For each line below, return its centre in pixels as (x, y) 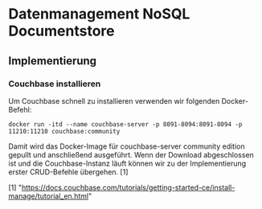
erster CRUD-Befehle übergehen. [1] (68, 172)
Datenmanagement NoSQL (99, 14)
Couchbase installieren (55, 84)
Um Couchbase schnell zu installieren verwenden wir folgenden (114, 100)
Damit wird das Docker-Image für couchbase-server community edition (127, 146)
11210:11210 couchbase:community (64, 131)
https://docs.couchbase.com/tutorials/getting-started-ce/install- (128, 187)
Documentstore (61, 31)
